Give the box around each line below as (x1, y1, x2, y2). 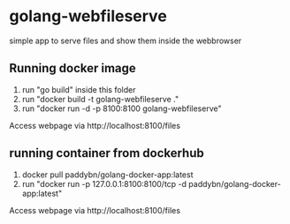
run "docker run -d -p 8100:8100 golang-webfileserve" (21, 103, 222, 114)
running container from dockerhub (9, 146, 205, 161)
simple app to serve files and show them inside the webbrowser (9, 35, 242, 46)
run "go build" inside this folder (21, 84, 136, 94)
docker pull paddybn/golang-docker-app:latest (21, 169, 194, 180)
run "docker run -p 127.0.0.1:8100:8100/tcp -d (21, 178, 187, 189)
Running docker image (9, 61, 137, 76)
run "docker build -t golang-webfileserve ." (21, 93, 179, 104)
